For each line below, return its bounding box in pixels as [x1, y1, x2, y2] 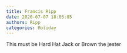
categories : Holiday [6, 24, 57, 31]
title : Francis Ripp [6, 8, 57, 15]
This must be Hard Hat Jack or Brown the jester [6, 41, 122, 48]
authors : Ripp [6, 19, 41, 25]
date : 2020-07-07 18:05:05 [6, 14, 72, 20]
